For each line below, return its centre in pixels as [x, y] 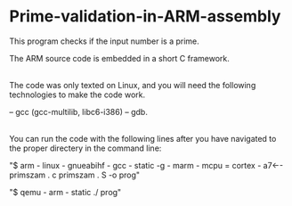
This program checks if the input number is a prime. [105, 41]
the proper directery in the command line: [85, 148]
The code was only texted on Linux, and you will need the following [133, 85]
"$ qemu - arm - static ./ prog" [65, 192]
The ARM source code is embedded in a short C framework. [119, 58]
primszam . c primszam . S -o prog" [75, 175]
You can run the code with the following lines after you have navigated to [143, 138]
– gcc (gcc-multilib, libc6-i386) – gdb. [79, 111]
